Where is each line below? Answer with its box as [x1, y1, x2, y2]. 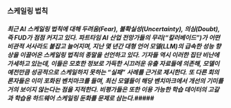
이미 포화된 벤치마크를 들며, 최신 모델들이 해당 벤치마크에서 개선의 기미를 [30, 76, 224, 84]
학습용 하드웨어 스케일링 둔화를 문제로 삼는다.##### [14, 93, 154, 102]
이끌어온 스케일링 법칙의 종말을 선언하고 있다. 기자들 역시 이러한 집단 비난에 [19, 51, 219, 59]
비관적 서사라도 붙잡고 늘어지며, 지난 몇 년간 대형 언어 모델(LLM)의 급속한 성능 [7, 42, 214, 50]
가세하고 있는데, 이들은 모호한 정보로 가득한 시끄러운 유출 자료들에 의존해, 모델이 [7, 59, 220, 67]
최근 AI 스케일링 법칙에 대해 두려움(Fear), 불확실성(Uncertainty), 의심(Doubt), [7, 24, 221, 33]
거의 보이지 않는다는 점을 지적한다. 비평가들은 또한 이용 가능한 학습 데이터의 [7, 85, 207, 93]
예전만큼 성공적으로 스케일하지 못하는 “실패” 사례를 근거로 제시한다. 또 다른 [7, 68, 207, 76]
